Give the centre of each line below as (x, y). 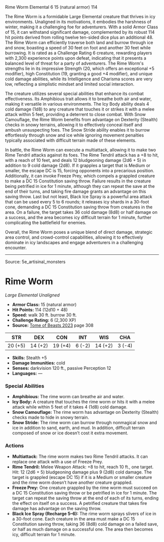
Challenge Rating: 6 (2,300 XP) (44, 320)
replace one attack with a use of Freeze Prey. (58, 461)
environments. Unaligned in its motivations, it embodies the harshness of (78, 22)
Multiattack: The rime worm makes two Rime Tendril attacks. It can (80, 456)
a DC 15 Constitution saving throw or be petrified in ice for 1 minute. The (84, 493)
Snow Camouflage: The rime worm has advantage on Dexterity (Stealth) (85, 412)
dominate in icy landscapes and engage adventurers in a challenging (74, 242)
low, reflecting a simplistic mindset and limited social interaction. (70, 84)
